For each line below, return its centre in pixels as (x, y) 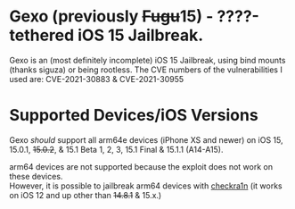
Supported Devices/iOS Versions (134, 116)
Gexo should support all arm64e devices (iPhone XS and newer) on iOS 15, (146, 139)
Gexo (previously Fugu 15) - (111, 17)
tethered (42, 35)
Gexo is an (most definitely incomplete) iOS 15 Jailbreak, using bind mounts (147, 60)
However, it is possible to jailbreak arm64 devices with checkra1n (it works (146, 186)
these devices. (36, 176)
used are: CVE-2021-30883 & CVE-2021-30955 (97, 79)
